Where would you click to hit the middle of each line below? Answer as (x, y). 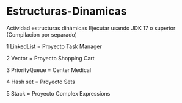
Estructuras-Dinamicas (67, 11)
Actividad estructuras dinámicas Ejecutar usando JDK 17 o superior (91, 28)
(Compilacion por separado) (42, 34)
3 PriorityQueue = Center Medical (49, 70)
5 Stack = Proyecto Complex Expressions (58, 93)
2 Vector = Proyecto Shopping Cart (50, 58)
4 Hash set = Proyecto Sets (41, 82)
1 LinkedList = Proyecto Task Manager (54, 46)
